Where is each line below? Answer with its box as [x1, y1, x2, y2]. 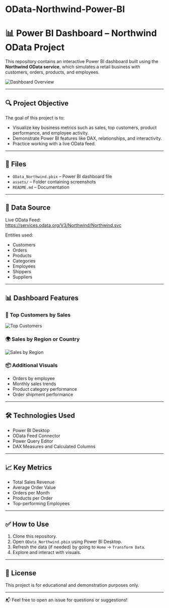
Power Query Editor [12, 438, 54, 444]
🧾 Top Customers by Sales [5, 311, 71, 318]
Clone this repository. [12, 533, 57, 539]
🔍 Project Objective [5, 99, 69, 107]
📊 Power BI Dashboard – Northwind [5, 28, 157, 39]
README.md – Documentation [12, 184, 69, 190]
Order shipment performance [12, 391, 73, 397]
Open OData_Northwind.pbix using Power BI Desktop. [12, 538, 122, 545]
